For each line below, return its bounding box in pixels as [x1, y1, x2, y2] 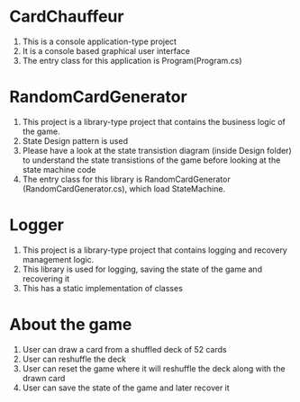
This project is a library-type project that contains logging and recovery [22, 245, 288, 255]
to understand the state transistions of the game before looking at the [22, 155, 281, 165]
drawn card [22, 372, 66, 383]
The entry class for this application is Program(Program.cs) [22, 55, 242, 66]
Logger [9, 215, 65, 236]
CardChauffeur [9, 6, 124, 27]
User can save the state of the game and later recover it [22, 382, 230, 393]
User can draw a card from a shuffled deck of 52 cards [22, 344, 227, 354]
